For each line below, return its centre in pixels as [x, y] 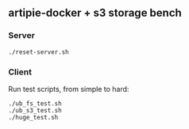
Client [20, 72]
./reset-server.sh [39, 52]
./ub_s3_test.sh [35, 110]
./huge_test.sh [33, 117]
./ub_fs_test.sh [35, 103]
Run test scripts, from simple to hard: [69, 89]
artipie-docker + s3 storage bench [95, 13]
